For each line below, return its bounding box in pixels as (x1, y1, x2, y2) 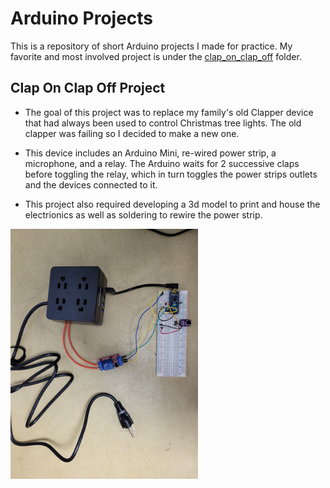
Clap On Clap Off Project (10, 80, 166, 97)
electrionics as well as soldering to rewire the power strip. (24, 208, 263, 221)
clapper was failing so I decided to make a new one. (24, 127, 240, 139)
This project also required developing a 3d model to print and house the (24, 198, 321, 210)
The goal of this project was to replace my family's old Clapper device (24, 106, 314, 118)
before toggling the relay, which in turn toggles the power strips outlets (24, 168, 318, 180)
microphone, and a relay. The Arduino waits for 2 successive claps (24, 157, 300, 169)
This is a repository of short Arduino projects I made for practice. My (10, 40, 293, 52)
